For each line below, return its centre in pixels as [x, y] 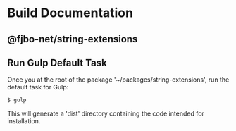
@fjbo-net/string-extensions [73, 39]
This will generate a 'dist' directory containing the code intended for [106, 113]
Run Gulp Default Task [57, 62]
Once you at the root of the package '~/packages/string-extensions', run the [118, 80]
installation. [24, 121]
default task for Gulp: [38, 87]
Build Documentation [70, 13]
